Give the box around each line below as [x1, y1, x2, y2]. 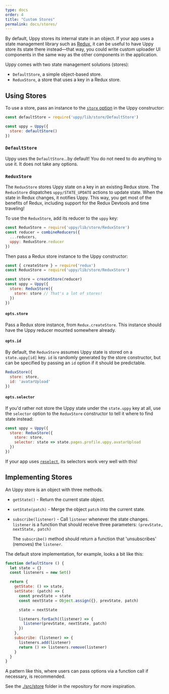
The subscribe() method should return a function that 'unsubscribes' [12, 536, 156, 542]
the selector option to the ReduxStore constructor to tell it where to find [5, 410, 153, 417]
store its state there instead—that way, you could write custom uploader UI [5, 46, 160, 52]
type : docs [5, 7, 28, 13]
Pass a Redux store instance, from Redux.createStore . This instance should [5, 322, 161, 328]
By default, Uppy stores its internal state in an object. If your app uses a [5, 36, 154, 42]
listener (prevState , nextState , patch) [23, 621, 107, 627]
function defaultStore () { [5, 561, 65, 566]
